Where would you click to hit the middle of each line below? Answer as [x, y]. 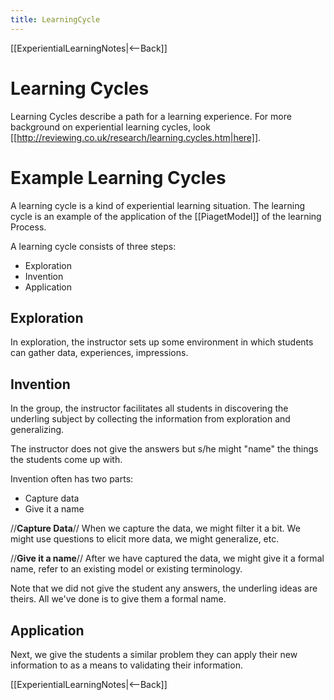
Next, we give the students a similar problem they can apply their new [154, 654]
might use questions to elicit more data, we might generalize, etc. [145, 539]
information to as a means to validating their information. [126, 665]
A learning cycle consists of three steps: [93, 246]
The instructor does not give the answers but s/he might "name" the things [164, 449]
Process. [28, 227]
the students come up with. [66, 460]
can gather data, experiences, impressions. [99, 353]
